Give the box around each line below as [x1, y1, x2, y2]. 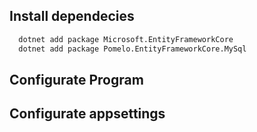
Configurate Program [9, 71, 144, 88]
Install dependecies [9, 8, 135, 25]
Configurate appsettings [9, 105, 166, 123]
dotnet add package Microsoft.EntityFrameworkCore [18, 34, 234, 44]
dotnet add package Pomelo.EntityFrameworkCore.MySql [18, 44, 247, 54]
